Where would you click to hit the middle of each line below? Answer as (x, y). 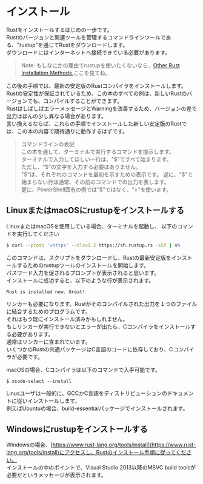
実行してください (38, 234)
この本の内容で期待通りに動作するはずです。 (72, 131)
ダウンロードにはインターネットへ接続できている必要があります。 (88, 52)
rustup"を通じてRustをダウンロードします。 (74, 45)
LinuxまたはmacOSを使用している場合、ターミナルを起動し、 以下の (92, 226)
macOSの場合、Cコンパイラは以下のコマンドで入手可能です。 (83, 370)
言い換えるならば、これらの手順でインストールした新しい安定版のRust (94, 124)
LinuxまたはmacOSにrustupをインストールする (95, 211)
